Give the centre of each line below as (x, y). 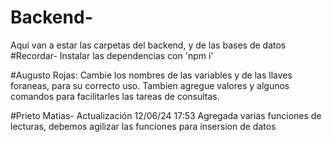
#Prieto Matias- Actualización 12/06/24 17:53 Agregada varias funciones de (166, 115)
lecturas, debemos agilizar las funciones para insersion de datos (143, 126)
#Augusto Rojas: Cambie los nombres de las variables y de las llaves (151, 75)
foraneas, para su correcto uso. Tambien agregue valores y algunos (150, 85)
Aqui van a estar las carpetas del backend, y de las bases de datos (148, 45)
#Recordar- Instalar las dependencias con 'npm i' (112, 55)
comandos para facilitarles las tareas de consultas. (115, 96)
